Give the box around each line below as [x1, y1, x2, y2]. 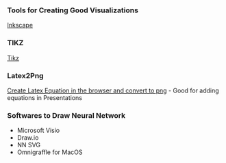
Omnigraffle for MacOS [16, 148, 84, 156]
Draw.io [16, 134, 39, 142]
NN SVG [16, 141, 41, 149]
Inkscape [7, 21, 33, 29]
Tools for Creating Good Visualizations [7, 5, 139, 15]
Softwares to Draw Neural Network [7, 110, 125, 120]
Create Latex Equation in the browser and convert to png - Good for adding [7, 86, 219, 95]
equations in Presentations [7, 93, 82, 101]
